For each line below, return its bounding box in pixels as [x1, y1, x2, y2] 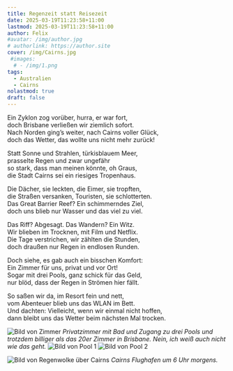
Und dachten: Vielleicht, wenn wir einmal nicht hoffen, [7, 307, 163, 315]
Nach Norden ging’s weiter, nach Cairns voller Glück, [7, 128, 159, 136]
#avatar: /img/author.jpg [7, 36, 82, 43]
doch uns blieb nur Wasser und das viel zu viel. [7, 207, 143, 215]
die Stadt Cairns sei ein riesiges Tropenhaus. [7, 171, 136, 180]
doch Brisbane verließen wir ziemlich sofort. [7, 121, 135, 129]
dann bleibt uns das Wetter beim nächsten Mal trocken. [7, 314, 166, 322]
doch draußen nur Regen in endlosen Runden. [7, 243, 140, 251]
